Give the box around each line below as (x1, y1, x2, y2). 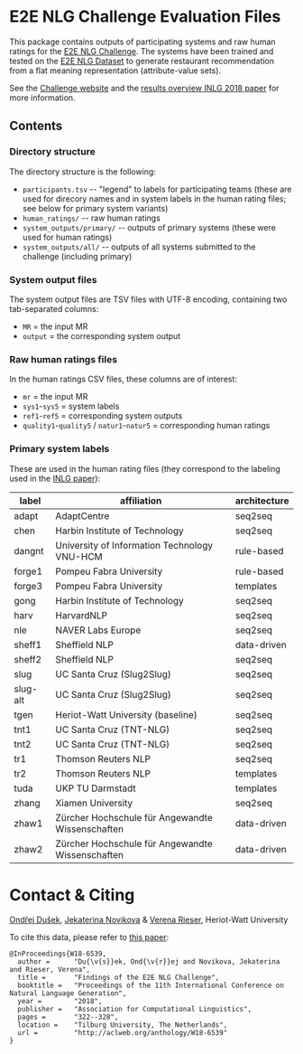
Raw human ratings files (9, 353, 118, 365)
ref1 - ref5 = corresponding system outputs (22, 410, 183, 421)
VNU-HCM (55, 550, 104, 562)
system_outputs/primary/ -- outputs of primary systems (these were (22, 221, 277, 232)
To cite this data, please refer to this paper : (9, 932, 170, 943)
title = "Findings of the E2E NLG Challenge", (17, 974, 220, 983)
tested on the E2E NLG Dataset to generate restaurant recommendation (9, 55, 275, 66)
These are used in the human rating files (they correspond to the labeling (9, 463, 281, 474)
